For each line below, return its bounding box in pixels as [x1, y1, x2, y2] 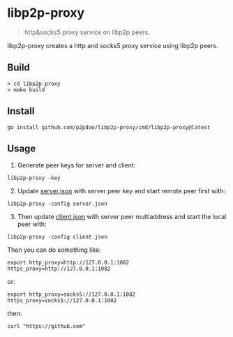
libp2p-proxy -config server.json [7, 200, 108, 207]
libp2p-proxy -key [7, 174, 61, 182]
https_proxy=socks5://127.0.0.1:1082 [7, 297, 117, 304]
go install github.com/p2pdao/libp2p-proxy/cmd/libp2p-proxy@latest [7, 123, 211, 130]
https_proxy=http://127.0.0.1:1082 [7, 265, 111, 273]
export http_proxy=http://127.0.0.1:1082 [7, 260, 130, 267]
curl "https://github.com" [7, 323, 86, 330]
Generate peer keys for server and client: [17, 161, 136, 170]
